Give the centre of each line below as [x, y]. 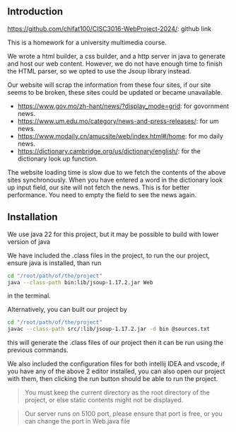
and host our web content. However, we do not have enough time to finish [115, 64]
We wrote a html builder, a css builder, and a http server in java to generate [117, 56]
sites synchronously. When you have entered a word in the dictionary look [115, 180]
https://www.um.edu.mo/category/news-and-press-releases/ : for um [118, 121]
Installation [33, 217]
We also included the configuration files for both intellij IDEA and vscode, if [116, 364]
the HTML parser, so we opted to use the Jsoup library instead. [99, 71]
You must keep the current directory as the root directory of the [117, 392]
